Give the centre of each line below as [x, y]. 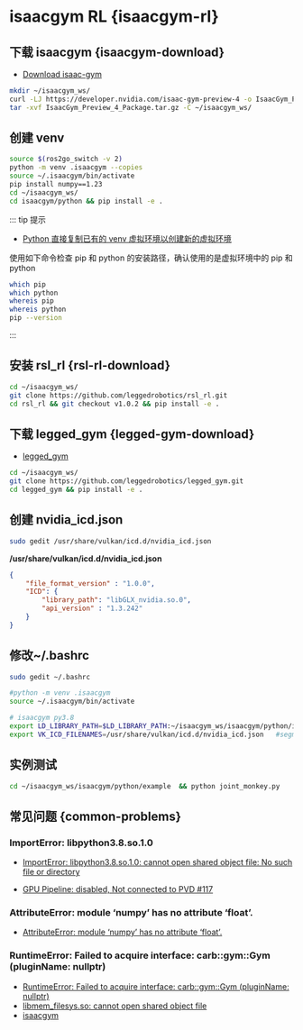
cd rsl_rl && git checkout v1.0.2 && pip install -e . [115, 404]
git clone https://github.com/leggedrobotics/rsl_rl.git [119, 395]
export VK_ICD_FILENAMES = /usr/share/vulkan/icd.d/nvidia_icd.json [137, 734]
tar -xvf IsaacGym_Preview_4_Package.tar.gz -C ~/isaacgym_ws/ [131, 107]
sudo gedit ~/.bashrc [50, 677]
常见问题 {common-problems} [96, 816]
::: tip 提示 [28, 219]
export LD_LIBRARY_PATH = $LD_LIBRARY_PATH [88, 726]
